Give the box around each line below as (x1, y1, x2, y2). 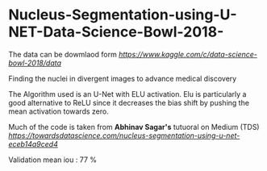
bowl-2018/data (8, 58, 62, 68)
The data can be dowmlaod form (8, 49, 117, 59)
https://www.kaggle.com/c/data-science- (118, 49, 258, 59)
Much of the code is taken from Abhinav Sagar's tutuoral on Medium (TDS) (8, 122, 260, 131)
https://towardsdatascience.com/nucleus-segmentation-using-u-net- (8, 131, 240, 140)
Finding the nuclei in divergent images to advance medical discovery (8, 73, 237, 83)
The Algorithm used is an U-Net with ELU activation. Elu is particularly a (8, 89, 247, 98)
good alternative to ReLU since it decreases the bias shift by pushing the (8, 98, 250, 107)
